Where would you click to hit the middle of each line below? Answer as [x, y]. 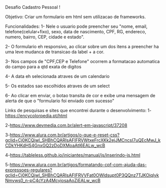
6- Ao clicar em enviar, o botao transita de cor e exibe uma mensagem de [80, 95]
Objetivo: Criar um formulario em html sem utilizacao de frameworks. [76, 17]
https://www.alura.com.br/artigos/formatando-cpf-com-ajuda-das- [78, 165]
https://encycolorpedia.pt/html [36, 116]
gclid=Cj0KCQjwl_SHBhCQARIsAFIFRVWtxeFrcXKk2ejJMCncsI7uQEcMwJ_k [83, 140]
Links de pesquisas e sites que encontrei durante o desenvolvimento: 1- [79, 110]
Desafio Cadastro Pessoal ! [33, 7]
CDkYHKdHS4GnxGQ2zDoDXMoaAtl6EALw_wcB [55, 145]
